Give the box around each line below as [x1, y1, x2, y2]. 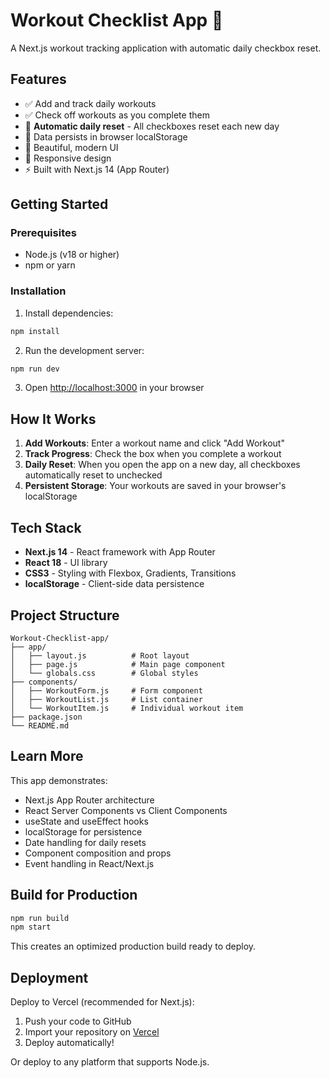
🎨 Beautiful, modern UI [24, 141, 119, 153]
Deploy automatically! [24, 1037, 115, 1049]
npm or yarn [24, 259, 76, 271]
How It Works [10, 410, 97, 428]
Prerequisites [10, 226, 77, 240]
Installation [10, 284, 67, 298]
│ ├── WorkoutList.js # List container [10, 694, 203, 704]
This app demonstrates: [10, 774, 108, 786]
